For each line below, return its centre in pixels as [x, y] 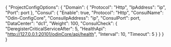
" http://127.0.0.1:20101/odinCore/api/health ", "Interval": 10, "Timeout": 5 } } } [85, 34]
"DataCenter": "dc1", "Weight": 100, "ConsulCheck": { [61, 23]
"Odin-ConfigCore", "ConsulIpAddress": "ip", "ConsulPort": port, [73, 18]
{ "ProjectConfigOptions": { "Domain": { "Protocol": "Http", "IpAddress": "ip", [86, 7]
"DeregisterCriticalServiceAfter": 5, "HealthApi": [56, 29]
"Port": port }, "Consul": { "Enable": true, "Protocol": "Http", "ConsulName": [84, 13]
